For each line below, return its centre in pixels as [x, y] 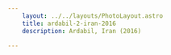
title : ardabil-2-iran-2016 [69, 23]
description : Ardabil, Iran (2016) [82, 31]
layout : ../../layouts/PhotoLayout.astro [92, 16]
